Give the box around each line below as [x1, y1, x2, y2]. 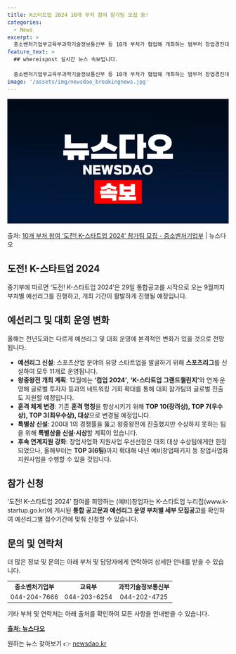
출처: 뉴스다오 [7, 624, 46, 633]
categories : [7, 18, 42, 26]
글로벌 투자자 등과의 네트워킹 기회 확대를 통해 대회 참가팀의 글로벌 [30, 384, 211, 393]
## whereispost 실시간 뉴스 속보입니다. [13, 56, 119, 63]
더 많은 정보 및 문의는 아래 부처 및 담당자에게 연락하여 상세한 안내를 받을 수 [7, 558, 211, 566]
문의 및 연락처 [7, 537, 63, 549]
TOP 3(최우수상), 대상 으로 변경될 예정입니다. [29, 410, 151, 419]
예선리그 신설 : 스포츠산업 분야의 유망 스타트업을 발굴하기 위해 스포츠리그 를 [17, 358, 220, 366]
